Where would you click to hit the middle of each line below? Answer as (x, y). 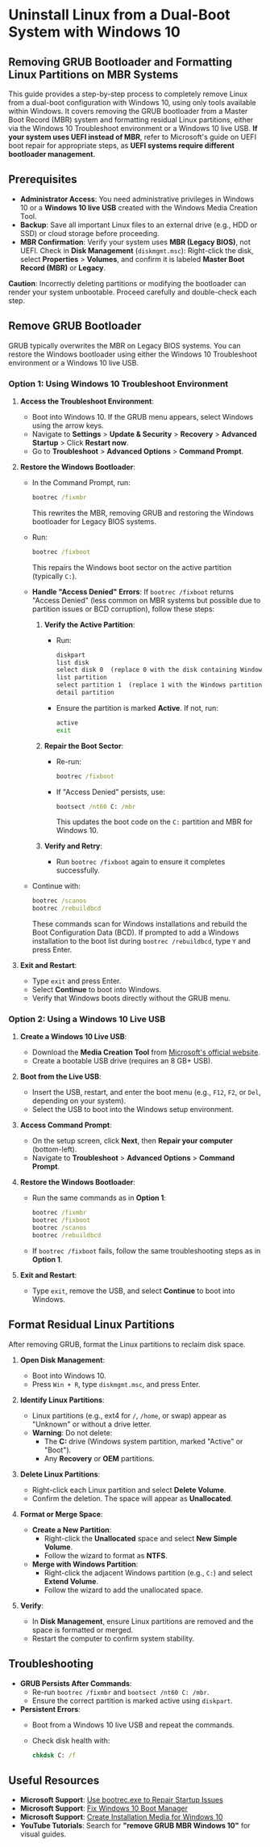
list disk (73, 662)
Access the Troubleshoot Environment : (87, 401)
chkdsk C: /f (54, 1755)
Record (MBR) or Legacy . (63, 268)
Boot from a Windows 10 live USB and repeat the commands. (133, 1725)
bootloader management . (52, 154)
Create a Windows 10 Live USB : (73, 1037)
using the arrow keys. (68, 425)
